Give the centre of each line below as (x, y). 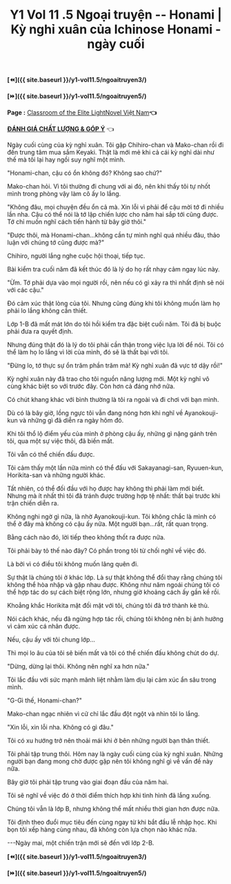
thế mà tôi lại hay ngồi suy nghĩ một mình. (66, 160)
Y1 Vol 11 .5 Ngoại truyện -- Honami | (116, 15)
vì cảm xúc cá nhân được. (44, 626)
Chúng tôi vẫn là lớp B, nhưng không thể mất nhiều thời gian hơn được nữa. (113, 809)
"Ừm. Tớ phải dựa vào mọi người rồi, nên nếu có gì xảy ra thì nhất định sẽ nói (116, 282)
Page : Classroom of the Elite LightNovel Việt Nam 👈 (82, 113)
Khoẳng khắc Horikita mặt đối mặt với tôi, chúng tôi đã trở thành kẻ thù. (108, 606)
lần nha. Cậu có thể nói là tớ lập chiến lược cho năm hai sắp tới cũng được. (113, 215)
